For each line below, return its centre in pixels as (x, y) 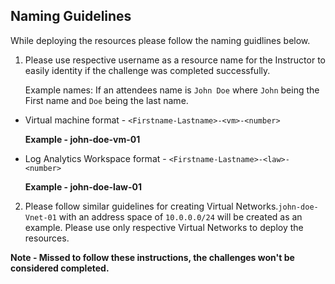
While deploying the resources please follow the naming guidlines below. (160, 40)
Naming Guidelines (71, 16)
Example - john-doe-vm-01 (82, 139)
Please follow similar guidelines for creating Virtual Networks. (151, 206)
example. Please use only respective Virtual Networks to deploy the (164, 227)
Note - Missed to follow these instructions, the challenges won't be (152, 257)
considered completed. (60, 268)
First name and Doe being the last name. (106, 100)
